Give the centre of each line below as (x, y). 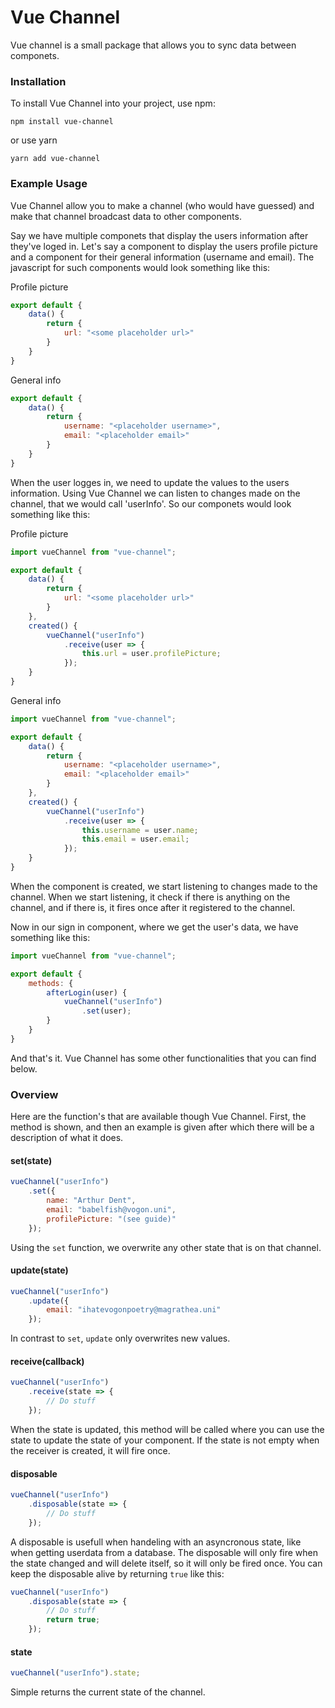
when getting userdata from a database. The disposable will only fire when (164, 1552)
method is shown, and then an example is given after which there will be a (162, 1127)
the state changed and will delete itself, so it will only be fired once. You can (166, 1563)
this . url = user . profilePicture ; (151, 654)
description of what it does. (67, 1138)
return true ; (73, 1620)
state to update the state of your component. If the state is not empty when (165, 1440)
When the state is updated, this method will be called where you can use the (167, 1429)
